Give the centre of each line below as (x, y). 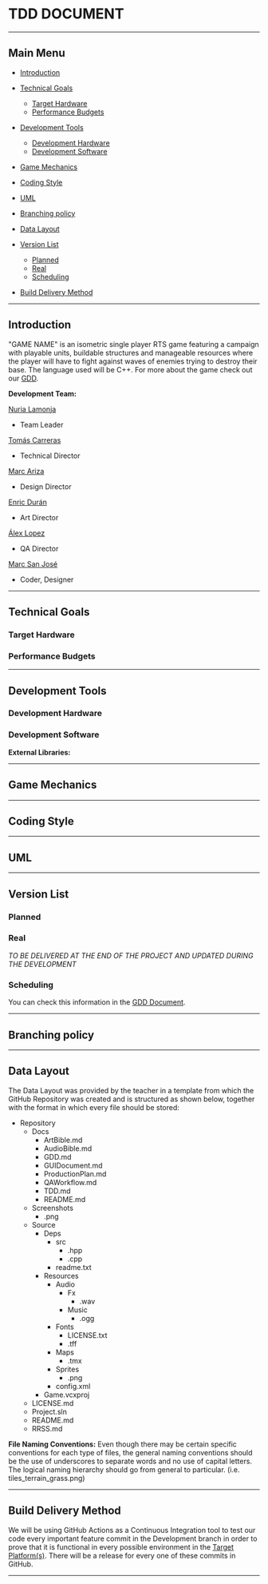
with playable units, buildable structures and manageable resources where (131, 352)
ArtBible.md (63, 1140)
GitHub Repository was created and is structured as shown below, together (132, 1099)
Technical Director (50, 456)
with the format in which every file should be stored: (94, 1107)
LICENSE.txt (87, 1335)
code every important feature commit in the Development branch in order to (133, 1538)
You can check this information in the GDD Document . (97, 1002)
